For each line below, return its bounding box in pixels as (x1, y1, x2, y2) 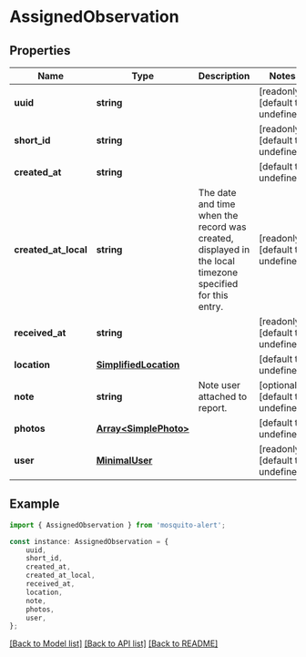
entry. (198, 301, 224, 313)
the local (198, 255, 235, 267)
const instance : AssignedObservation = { (9, 537, 169, 546)
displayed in (198, 243, 250, 256)
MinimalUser (96, 454, 153, 467)
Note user (198, 379, 241, 391)
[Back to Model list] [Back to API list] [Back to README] (9, 638, 219, 649)
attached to (198, 390, 248, 403)
